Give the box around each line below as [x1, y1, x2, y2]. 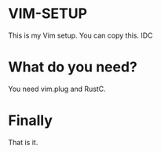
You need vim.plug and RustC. [8, 84, 106, 93]
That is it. [8, 137, 38, 147]
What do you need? [8, 58, 137, 76]
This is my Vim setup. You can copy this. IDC [8, 31, 153, 40]
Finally [8, 111, 53, 129]
